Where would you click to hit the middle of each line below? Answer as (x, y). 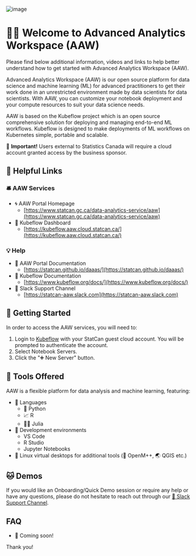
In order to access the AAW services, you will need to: (72, 327)
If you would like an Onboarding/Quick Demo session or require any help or (97, 490)
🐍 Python (34, 408)
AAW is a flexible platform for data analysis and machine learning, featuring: (98, 391)
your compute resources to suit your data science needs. (75, 104)
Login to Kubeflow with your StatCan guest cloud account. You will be (99, 339)
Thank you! (20, 547)
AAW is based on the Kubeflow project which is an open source (83, 116)
